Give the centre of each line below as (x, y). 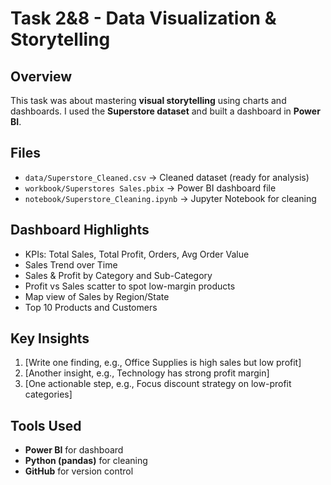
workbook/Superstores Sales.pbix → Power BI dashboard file (150, 188)
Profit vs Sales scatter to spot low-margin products (130, 286)
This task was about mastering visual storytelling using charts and (148, 100)
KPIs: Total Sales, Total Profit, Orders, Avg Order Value (137, 254)
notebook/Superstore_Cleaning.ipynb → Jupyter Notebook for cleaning (170, 198)
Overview (41, 76)
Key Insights (50, 338)
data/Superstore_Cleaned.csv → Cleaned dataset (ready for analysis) (167, 177)
